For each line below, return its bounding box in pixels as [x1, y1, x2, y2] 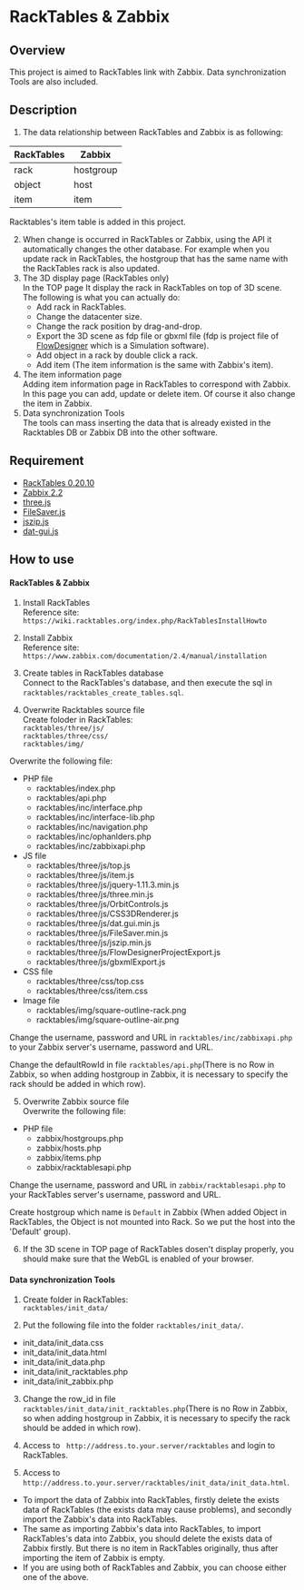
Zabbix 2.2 [22, 487, 64, 498]
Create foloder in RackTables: [22, 715, 133, 726]
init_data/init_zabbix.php [22, 1376, 114, 1387]
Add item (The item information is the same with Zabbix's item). [35, 359, 274, 370]
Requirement [9, 453, 84, 469]
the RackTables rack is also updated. [22, 262, 161, 273]
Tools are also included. [9, 76, 99, 87]
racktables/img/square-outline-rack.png [35, 1005, 187, 1016]
